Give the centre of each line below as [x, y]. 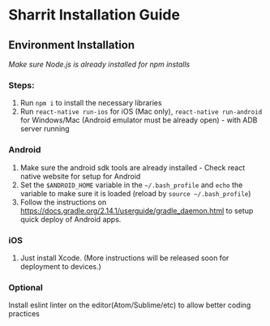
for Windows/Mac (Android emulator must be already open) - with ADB [139, 120]
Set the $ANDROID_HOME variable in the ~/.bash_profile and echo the [131, 185]
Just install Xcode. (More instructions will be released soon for [124, 258]
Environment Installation [72, 45]
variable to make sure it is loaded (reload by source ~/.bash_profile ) [135, 193]
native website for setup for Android [80, 176]
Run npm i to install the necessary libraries [91, 103]
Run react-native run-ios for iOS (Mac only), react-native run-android [141, 112]
